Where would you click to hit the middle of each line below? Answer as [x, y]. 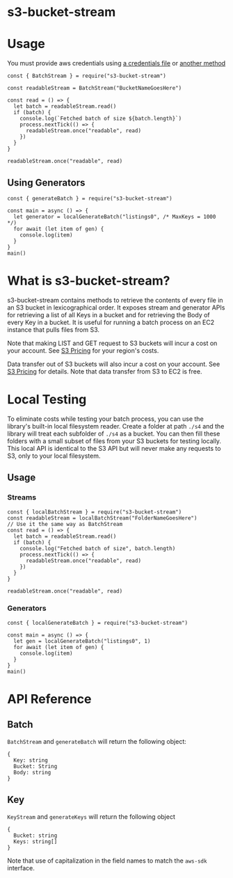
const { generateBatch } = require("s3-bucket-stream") [90, 198]
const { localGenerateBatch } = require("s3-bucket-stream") [98, 623]
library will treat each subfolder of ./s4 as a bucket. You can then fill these [114, 433]
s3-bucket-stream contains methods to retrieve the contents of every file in [115, 300]
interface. [21, 868]
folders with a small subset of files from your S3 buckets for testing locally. [114, 441]
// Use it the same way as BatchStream [65, 524]
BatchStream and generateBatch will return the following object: [97, 741]
